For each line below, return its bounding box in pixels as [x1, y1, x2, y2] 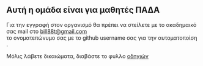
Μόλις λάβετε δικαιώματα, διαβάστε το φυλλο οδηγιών [6, 52, 149, 60]
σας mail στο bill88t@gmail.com [6, 28, 87, 35]
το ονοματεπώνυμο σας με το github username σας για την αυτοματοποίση [6, 34, 197, 42]
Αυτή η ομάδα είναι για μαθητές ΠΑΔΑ [6, 5, 160, 15]
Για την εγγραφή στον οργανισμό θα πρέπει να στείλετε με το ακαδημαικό [6, 21, 197, 28]
